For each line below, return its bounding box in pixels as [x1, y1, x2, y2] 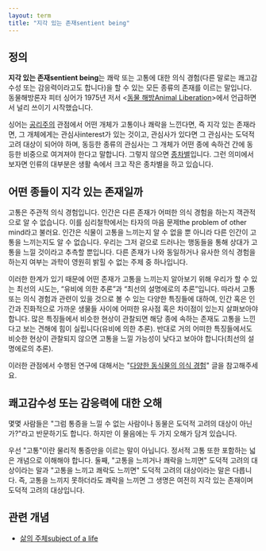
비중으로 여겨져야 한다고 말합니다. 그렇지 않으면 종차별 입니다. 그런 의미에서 [22, 149, 254, 159]
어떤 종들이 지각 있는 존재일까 [8, 184, 144, 199]
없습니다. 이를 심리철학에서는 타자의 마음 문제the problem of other [39, 218, 248, 227]
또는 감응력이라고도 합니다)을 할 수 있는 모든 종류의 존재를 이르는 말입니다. [22, 83, 253, 92]
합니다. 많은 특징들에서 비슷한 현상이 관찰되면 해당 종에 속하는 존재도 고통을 [8, 314, 241, 324]
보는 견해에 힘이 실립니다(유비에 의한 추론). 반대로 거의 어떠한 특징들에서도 [22, 324, 253, 334]
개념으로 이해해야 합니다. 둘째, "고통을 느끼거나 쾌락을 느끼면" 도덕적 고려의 [16, 455, 250, 465]
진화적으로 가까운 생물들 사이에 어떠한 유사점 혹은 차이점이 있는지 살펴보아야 [22, 304, 259, 314]
